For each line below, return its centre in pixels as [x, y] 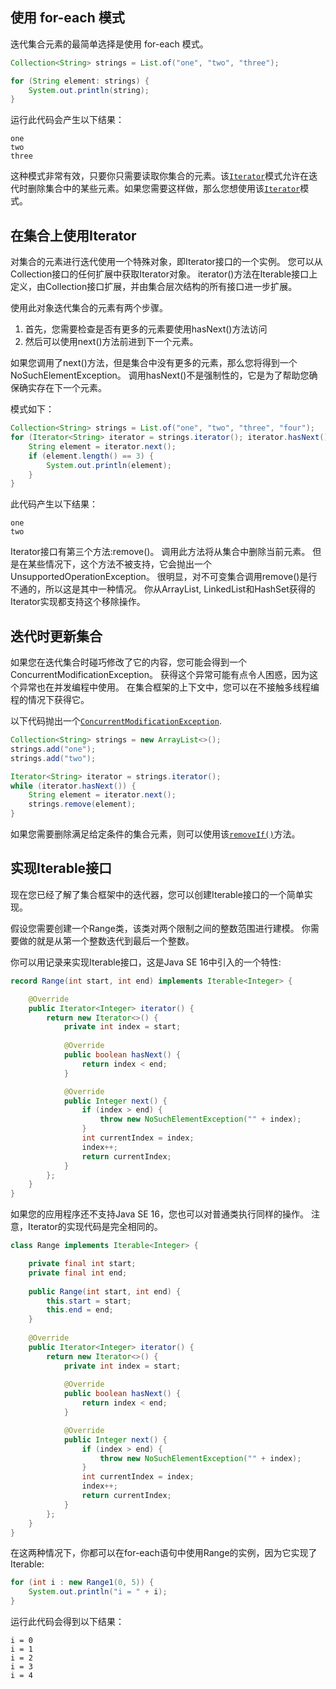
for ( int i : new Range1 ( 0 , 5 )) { [82, 1583]
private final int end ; [78, 1273]
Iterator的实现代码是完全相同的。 [95, 1227]
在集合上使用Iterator [73, 235]
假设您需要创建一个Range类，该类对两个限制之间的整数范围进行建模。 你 [160, 928]
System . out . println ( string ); [89, 90]
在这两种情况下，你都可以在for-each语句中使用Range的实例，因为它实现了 [164, 1553]
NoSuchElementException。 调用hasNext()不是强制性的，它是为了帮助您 [160, 375]
